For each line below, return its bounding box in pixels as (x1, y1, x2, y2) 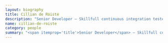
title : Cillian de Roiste (5, 12, 59, 17)
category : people (5, 26, 41, 31)
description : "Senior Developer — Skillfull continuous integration (5, 16, 151, 21)
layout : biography (5, 7, 43, 12)
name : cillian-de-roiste (5, 21, 57, 26)
